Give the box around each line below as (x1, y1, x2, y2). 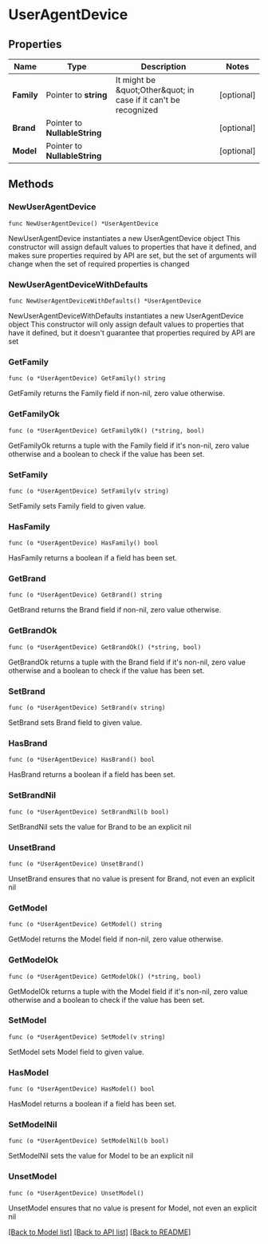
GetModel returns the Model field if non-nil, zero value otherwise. (8, 934, 223, 944)
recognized (115, 105, 158, 115)
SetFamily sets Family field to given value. (8, 501, 146, 510)
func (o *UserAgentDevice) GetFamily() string (8, 374, 166, 382)
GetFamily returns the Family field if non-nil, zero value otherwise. (8, 389, 225, 398)
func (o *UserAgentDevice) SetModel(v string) (8, 1032, 166, 1041)
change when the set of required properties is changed (8, 259, 190, 268)
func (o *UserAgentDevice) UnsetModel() (8, 1189, 145, 1197)
